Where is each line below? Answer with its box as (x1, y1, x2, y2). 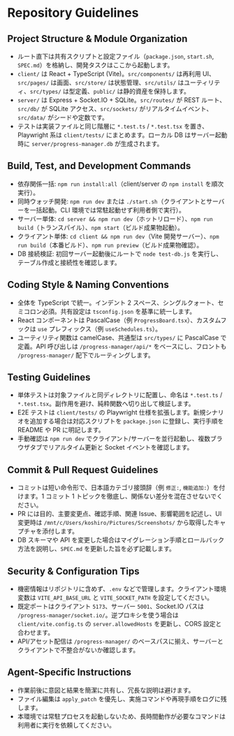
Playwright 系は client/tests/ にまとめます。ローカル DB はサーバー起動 (17, 131, 228, 139)
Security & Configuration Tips (7, 565, 140, 577)
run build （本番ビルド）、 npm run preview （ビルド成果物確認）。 (17, 240, 203, 249)
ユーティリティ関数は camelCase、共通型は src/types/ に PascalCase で (17, 333, 227, 342)
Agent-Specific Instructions (7, 666, 131, 679)
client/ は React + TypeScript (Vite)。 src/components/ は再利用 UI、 (17, 70, 215, 78)
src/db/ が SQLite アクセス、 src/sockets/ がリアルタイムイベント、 (17, 105, 213, 113)
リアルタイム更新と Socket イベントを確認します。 (47, 443, 193, 452)
